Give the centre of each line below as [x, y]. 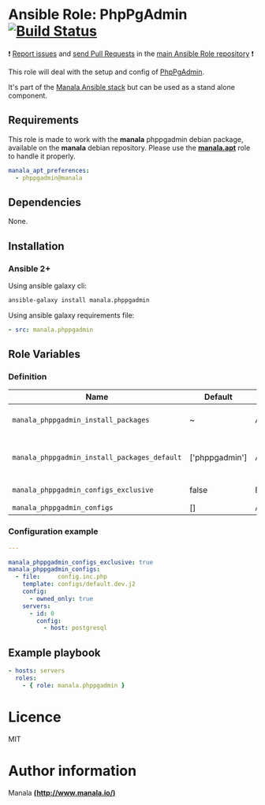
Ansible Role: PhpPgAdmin [98, 15]
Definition [28, 377]
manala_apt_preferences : [49, 170]
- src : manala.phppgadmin [50, 330]
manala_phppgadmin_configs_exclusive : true [81, 562]
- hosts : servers [37, 671]
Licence [35, 717]
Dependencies [45, 202]
